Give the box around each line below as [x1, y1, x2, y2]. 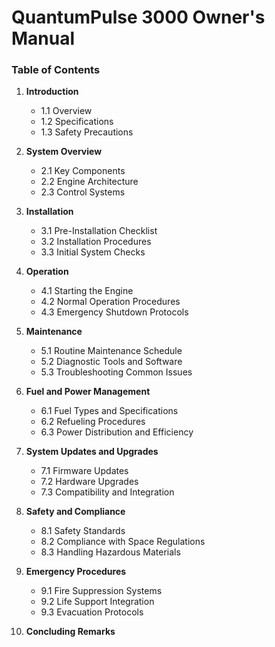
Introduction [25, 86, 79, 98]
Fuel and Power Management [25, 386, 151, 398]
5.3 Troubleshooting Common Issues [40, 366, 193, 378]
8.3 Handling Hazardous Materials [40, 546, 181, 558]
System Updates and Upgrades [25, 446, 159, 458]
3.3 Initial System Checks [40, 246, 146, 258]
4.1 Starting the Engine [40, 285, 134, 297]
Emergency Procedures [25, 566, 127, 578]
